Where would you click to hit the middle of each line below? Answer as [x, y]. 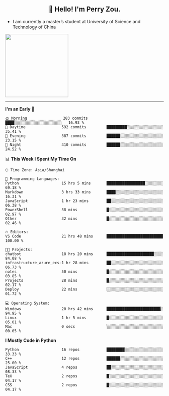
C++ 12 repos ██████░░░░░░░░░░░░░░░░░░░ [84, 358]
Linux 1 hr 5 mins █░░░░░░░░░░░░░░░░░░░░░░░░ [84, 318]
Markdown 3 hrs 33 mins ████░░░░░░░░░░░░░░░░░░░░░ [84, 192]
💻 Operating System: [28, 303]
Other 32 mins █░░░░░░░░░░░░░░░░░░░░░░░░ [84, 218]
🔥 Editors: [17, 232]
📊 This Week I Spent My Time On [41, 159]
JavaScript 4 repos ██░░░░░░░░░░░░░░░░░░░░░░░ [84, 367]
